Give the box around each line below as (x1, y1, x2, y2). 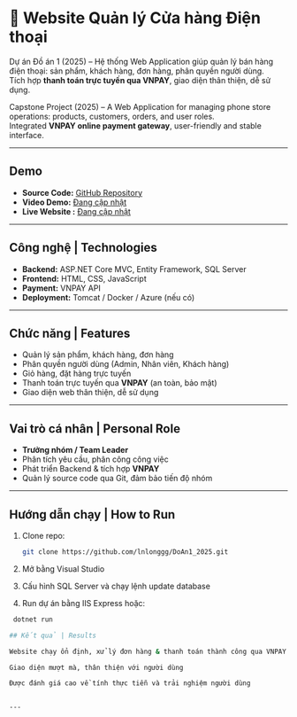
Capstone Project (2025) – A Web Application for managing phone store (9, 101, 271, 112)
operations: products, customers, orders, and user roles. (9, 111, 215, 121)
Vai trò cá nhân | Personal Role (9, 421, 181, 436)
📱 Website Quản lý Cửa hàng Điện (9, 8, 261, 28)
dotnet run (12, 615, 53, 624)
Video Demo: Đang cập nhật (21, 197, 126, 207)
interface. (9, 129, 44, 140)
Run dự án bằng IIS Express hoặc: (21, 597, 146, 608)
